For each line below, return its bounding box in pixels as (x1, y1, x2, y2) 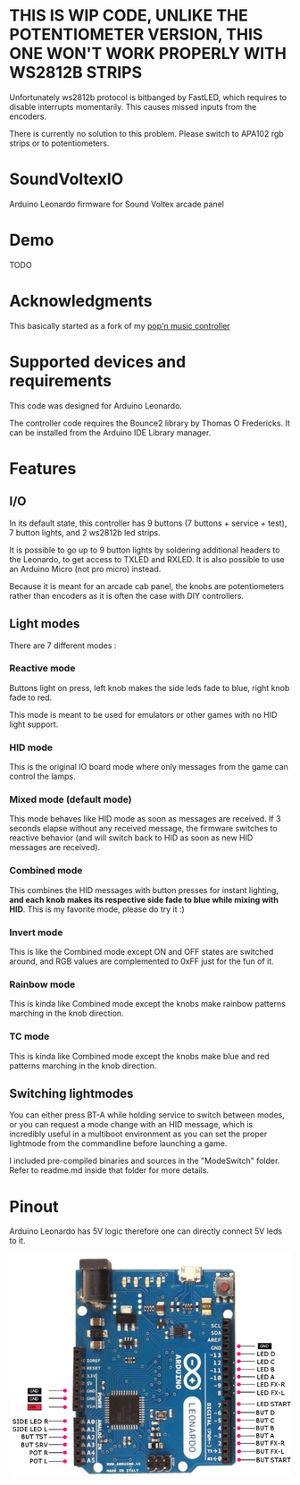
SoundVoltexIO (9, 169, 124, 190)
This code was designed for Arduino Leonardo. (9, 400, 183, 411)
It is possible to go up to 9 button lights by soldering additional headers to (9, 544, 280, 555)
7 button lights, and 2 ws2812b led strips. (9, 527, 161, 537)
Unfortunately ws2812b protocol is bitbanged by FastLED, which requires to (9, 91, 287, 103)
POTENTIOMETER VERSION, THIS (9, 24, 263, 45)
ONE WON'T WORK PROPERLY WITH (9, 44, 287, 63)
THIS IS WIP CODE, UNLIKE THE (9, 5, 248, 26)
